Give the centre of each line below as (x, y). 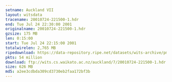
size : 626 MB (19, 67)
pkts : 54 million (24, 57)
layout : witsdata (24, 15)
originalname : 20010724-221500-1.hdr (46, 29)
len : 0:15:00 (19, 39)
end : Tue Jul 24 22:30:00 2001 (39, 24)
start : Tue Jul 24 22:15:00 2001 (41, 43)
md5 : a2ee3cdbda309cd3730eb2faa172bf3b (48, 72)
